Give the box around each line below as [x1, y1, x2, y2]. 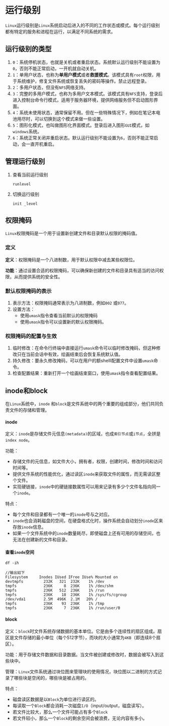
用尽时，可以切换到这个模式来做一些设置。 [17, 115, 106, 122]
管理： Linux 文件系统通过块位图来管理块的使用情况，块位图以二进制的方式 [5, 669, 157, 675]
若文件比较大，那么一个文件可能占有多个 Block [12, 709, 108, 715]
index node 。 [5, 437, 33, 443]
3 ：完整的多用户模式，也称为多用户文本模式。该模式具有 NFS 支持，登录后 [12, 90, 163, 96]
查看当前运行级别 [12, 171, 48, 177]
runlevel [12, 181, 31, 187]
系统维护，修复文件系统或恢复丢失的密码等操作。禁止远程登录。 [17, 78, 149, 84]
